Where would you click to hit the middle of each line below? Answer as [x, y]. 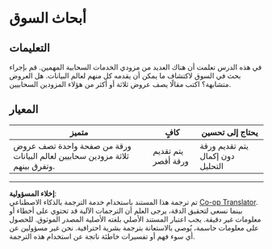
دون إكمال [217, 156]
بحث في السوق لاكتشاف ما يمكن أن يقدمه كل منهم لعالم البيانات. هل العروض [125, 76]
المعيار [24, 110]
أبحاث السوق [48, 18]
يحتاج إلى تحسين [230, 132]
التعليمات [30, 48]
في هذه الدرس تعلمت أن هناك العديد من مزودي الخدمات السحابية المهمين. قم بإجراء [136, 67]
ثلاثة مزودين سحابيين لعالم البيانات [71, 156]
